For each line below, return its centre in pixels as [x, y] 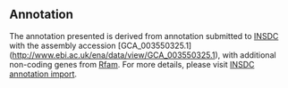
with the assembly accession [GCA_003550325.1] [101, 45]
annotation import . [43, 74]
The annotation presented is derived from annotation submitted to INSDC [144, 36]
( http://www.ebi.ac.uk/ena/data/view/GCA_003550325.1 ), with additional [143, 55]
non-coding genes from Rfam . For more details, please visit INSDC [132, 64]
